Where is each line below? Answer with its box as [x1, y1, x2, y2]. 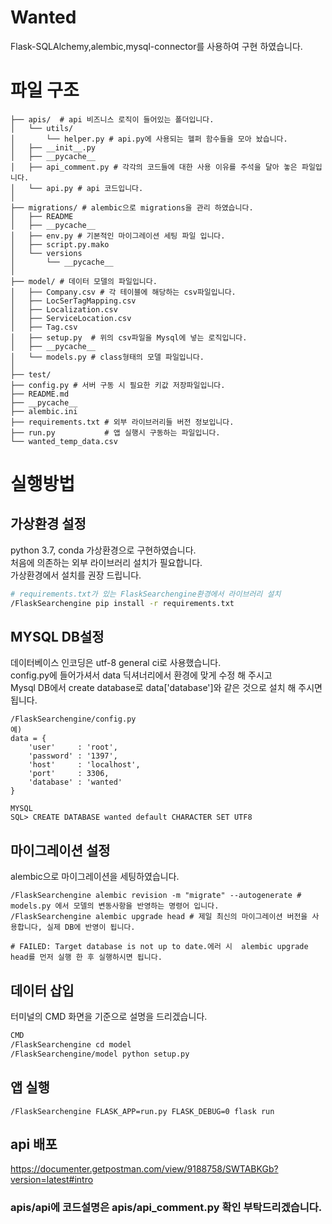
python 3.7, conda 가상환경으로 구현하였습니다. [10, 544, 197, 556]
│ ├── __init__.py [10, 142, 97, 153]
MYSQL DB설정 [10, 629, 105, 646]
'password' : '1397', [28, 751, 118, 761]
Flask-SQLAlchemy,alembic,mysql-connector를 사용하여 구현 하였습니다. [10, 40, 303, 52]
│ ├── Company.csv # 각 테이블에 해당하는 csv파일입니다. [10, 287, 237, 297]
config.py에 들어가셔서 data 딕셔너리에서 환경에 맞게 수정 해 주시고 [10, 669, 273, 681]
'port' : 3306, [28, 769, 110, 779]
